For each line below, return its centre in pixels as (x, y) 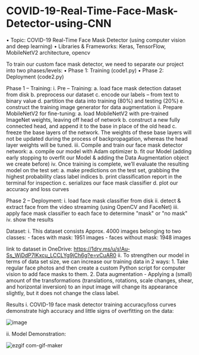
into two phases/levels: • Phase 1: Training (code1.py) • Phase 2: (85, 70)
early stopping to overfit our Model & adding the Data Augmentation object (97, 157)
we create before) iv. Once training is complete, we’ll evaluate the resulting (97, 164)
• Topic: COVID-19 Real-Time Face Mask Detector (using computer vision (96, 40)
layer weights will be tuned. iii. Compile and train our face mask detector (94, 145)
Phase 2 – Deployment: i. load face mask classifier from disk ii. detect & (94, 201)
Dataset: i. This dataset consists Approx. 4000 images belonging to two (94, 231)
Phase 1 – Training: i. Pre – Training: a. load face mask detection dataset (94, 88)
